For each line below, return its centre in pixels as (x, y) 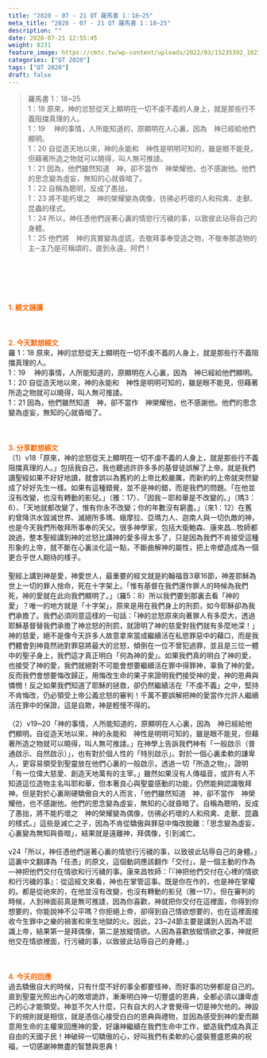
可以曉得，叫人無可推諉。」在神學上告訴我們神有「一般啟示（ (149, 743)
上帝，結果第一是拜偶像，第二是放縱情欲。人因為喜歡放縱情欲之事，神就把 (137, 931)
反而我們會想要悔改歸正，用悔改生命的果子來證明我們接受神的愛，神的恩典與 (133, 675)
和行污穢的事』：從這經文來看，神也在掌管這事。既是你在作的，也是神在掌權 (132, 881)
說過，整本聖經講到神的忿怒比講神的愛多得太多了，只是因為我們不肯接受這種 (133, 537)
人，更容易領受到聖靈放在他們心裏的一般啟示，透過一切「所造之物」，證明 (128, 763)
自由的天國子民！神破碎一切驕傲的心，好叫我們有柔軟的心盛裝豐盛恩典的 (126, 1036)
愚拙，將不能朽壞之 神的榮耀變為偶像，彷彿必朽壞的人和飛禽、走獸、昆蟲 (137, 813)
